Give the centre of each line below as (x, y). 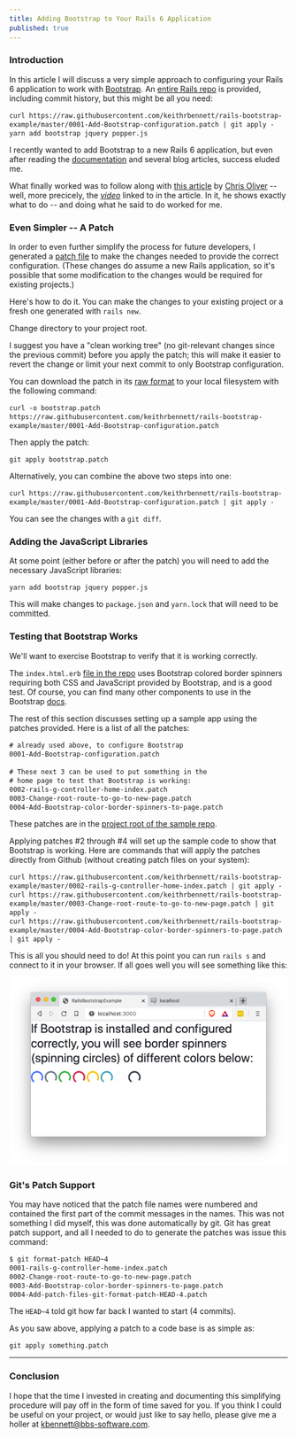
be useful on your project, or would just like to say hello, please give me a (143, 1414)
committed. (30, 614)
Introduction (36, 60)
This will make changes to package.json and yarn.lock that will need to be (144, 604)
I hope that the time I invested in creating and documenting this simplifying (145, 1395)
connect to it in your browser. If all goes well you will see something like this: (148, 965)
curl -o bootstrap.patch (55, 408)
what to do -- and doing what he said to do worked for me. (116, 205)
